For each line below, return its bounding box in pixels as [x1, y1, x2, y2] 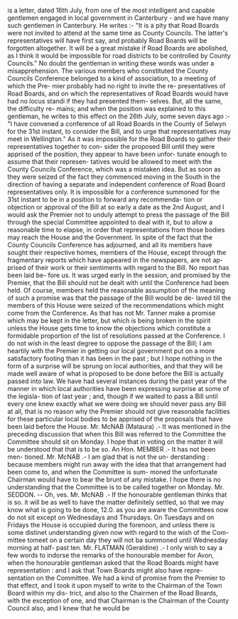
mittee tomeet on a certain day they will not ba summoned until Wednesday [7, 536, 229, 544]
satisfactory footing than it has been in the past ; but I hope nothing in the [7, 354, 222, 363]
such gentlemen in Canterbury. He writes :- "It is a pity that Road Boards [7, 21, 220, 29]
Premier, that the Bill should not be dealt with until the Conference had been [7, 279, 229, 287]
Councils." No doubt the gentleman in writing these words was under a [7, 59, 215, 67]
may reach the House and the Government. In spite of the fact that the [7, 233, 213, 241]
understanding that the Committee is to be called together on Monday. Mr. [7, 483, 225, 491]
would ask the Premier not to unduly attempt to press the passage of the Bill [7, 210, 229, 219]
